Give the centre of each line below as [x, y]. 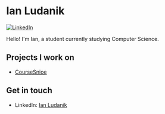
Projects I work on [40, 58]
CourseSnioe [31, 72]
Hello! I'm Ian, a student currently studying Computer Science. [82, 39]
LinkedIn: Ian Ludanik [41, 104]
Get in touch [29, 91]
